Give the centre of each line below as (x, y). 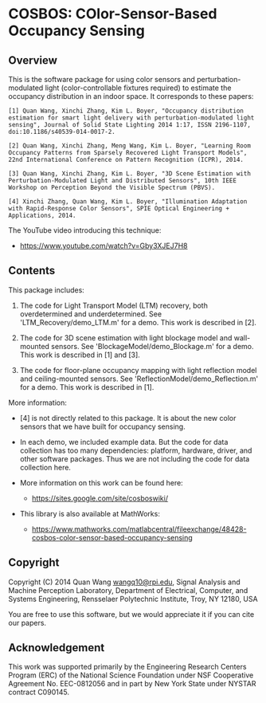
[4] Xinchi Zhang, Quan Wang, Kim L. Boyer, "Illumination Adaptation (128, 202)
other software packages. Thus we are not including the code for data (135, 458)
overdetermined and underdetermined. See (90, 314)
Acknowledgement (57, 648)
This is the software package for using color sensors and (102, 79)
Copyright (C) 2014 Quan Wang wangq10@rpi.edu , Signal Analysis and (124, 582)
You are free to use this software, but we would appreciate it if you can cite (131, 614)
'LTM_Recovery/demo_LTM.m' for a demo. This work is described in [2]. (138, 322)
